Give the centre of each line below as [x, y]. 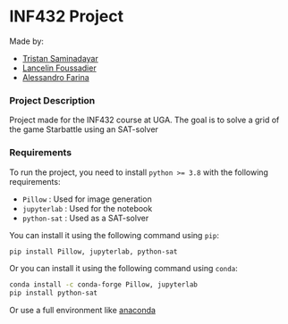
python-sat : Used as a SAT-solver [85, 218]
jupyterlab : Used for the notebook [87, 208]
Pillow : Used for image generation [87, 199]
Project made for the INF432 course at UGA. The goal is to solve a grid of [144, 120]
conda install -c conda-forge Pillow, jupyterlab [104, 285]
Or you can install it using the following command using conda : [124, 269]
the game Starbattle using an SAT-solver [84, 129]
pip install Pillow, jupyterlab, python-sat [93, 252]
